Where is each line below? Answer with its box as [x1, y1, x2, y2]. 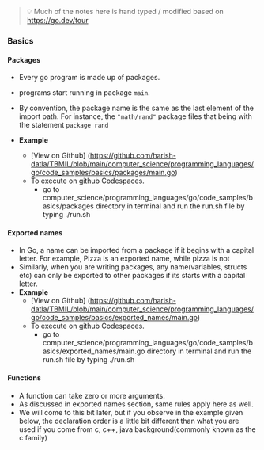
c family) [18, 433, 48, 442]
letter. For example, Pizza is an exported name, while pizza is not [18, 254, 230, 264]
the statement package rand [18, 120, 109, 130]
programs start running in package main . [18, 88, 151, 97]
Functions [7, 372, 41, 383]
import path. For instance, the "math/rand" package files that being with [18, 112, 252, 121]
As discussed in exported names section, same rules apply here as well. [18, 399, 254, 409]
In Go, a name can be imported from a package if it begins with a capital [18, 246, 255, 255]
